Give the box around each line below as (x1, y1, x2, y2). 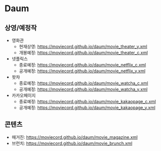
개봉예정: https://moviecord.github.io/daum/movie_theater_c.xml (19, 50, 148, 55)
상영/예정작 (4, 23, 37, 32)
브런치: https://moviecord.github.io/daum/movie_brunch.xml (11, 140, 133, 146)
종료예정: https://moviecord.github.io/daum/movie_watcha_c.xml (19, 80, 148, 86)
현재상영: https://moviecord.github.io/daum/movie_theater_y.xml (19, 43, 147, 49)
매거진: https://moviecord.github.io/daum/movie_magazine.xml (11, 134, 138, 140)
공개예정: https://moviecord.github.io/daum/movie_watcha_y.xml (19, 86, 148, 92)
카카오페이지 (11, 92, 36, 98)
